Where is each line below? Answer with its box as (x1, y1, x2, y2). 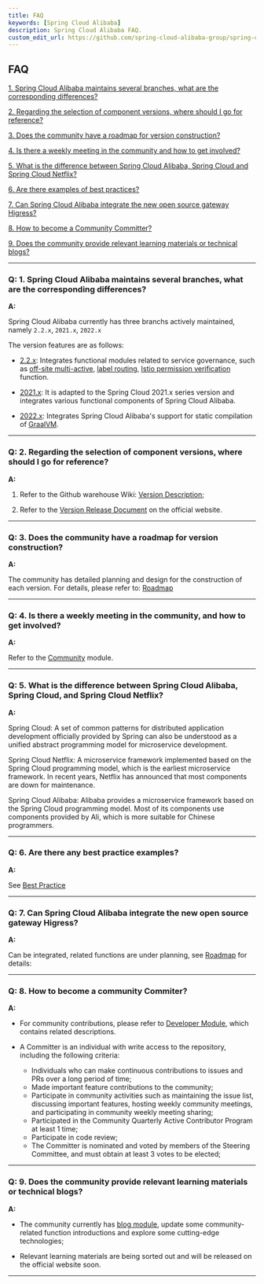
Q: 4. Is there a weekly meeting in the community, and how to (8, 610, 246, 621)
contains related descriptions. (19, 1027, 116, 1036)
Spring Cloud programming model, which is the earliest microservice (8, 763, 231, 773)
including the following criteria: (19, 1050, 120, 1060)
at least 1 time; (31, 1124, 79, 1134)
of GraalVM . (19, 420, 59, 429)
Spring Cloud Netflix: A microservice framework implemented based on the (8, 755, 251, 764)
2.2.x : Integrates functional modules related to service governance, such (19, 355, 255, 366)
